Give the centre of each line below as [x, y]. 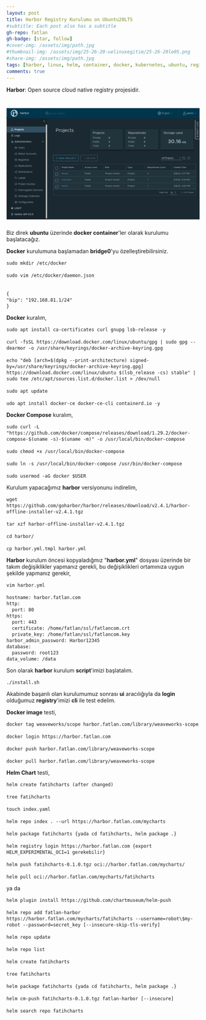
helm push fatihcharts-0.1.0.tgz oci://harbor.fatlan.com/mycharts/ [96, 864]
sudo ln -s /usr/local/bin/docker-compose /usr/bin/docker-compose [94, 464]
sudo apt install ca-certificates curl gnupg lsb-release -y [86, 330]
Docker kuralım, [27, 317]
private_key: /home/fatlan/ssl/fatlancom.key [71, 634]
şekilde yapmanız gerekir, [39, 573]
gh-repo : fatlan [27, 33]
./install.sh [23, 682]
